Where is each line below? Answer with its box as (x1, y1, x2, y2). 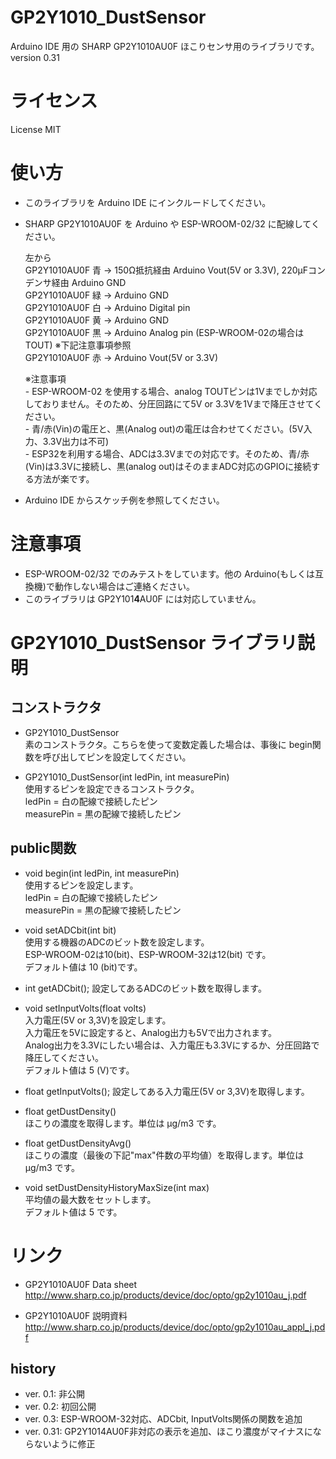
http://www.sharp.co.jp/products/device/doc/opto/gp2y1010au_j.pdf (24, 1289, 307, 1301)
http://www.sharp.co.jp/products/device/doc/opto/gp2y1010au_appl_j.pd (24, 1321, 326, 1333)
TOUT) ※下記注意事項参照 (24, 339, 132, 351)
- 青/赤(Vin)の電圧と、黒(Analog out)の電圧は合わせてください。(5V (24, 422, 304, 435)
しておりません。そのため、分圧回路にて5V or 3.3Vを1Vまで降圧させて (24, 397, 315, 410)
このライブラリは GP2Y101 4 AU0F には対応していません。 (24, 592, 262, 605)
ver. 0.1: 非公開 (24, 1388, 85, 1400)
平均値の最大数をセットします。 (24, 1193, 157, 1205)
